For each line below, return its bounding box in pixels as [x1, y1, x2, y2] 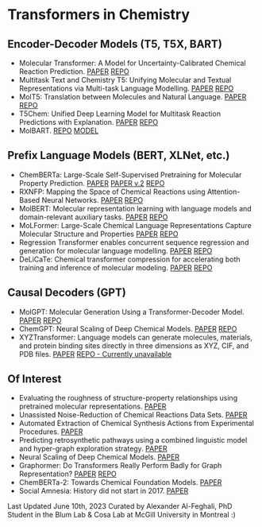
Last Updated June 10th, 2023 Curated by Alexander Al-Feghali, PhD [7, 502, 233, 511]
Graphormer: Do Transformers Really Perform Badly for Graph [18, 461, 222, 471]
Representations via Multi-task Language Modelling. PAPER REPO [18, 83, 234, 93]
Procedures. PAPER [18, 427, 83, 436]
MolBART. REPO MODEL [18, 126, 99, 135]
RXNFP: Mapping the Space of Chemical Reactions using [18, 187, 206, 196]
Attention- [206, 187, 241, 196]
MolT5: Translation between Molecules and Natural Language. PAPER [18, 92, 247, 101]
